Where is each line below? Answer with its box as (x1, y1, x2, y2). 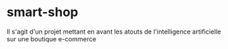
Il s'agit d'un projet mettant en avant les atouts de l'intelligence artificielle (6, 27, 222, 36)
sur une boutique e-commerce (6, 34, 97, 43)
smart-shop (6, 4, 79, 20)
